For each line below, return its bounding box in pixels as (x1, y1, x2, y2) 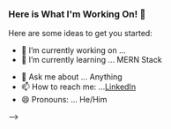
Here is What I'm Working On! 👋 (8, 8, 146, 20)
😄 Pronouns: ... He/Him (20, 95, 108, 105)
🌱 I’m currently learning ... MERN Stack (20, 55, 162, 65)
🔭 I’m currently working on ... (20, 45, 126, 56)
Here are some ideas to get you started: (8, 28, 153, 39)
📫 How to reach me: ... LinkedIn (20, 81, 137, 92)
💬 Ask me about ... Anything (20, 72, 123, 82)
